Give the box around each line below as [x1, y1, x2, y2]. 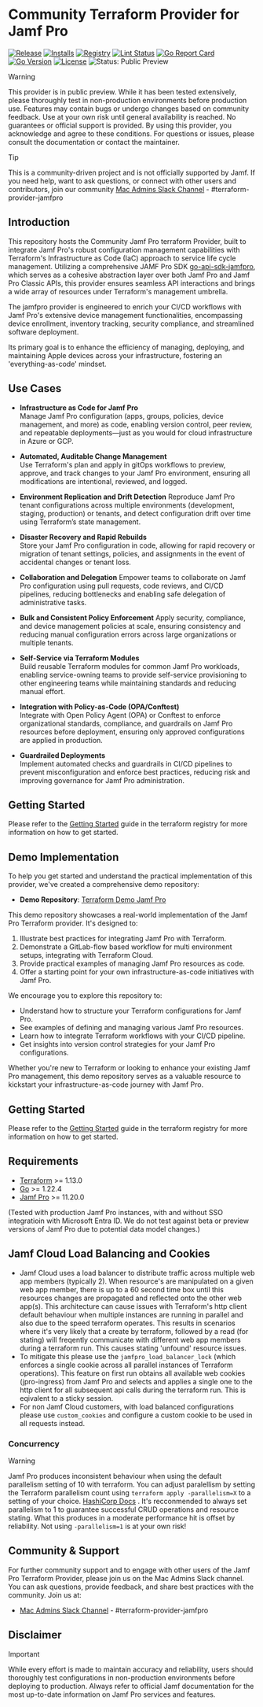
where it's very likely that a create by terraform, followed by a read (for [19, 1326, 249, 1336]
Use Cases [8, 382, 62, 395]
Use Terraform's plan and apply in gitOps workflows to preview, [19, 460, 226, 469]
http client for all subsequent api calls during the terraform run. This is [19, 1385, 246, 1395]
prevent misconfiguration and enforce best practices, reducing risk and [19, 767, 250, 777]
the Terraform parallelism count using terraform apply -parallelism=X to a [8, 1487, 251, 1497]
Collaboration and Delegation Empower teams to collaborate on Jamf [19, 572, 247, 582]
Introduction [8, 216, 71, 229]
